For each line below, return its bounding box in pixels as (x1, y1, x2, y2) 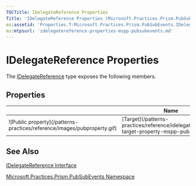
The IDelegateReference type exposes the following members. (6, 73, 156, 80)
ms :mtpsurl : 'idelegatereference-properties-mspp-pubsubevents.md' (6, 28, 174, 34)
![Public (8, 118, 27, 125)
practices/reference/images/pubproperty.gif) (8, 125, 117, 132)
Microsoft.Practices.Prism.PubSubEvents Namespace (6, 173, 135, 180)
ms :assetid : (6, 22, 35, 27)
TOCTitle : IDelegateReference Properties (6, 9, 108, 15)
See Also (6, 146, 39, 156)
